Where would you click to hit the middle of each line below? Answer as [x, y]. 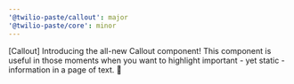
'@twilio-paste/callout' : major [68, 17]
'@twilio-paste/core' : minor [62, 26]
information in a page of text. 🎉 [65, 69]
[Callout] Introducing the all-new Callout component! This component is [140, 50]
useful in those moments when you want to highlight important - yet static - [147, 60]
